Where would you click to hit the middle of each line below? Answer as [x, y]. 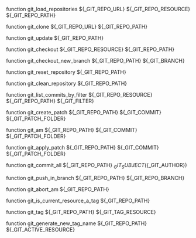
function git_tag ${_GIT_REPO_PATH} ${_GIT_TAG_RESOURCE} [81, 212]
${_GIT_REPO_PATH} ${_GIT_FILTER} [50, 101]
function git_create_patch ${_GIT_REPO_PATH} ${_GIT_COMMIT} [84, 112]
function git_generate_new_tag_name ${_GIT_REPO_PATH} [77, 223]
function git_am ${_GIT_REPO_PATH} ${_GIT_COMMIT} [72, 130]
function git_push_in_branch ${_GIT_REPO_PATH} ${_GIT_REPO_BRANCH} [95, 178]
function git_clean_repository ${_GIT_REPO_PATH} [67, 83]
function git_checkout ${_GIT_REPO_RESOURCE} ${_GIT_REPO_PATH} [90, 49]
